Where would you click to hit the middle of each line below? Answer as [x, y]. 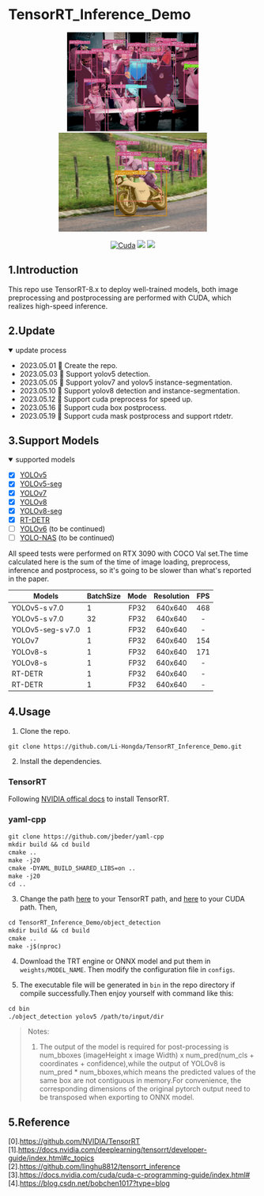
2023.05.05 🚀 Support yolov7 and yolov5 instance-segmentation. [126, 382]
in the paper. [29, 579]
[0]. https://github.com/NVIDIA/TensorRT [74, 1141]
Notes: [38, 1031]
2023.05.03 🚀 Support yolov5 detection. [85, 374]
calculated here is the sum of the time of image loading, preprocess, [119, 562]
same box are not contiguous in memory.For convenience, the [140, 1080]
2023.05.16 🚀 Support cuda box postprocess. [93, 407]
